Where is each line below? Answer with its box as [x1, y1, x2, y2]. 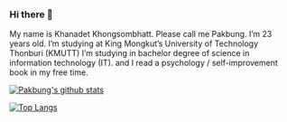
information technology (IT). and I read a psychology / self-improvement [9, 58, 278, 69]
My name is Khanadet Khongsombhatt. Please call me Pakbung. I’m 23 [9, 29, 273, 40]
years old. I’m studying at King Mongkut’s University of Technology [9, 38, 259, 49]
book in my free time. [9, 67, 88, 78]
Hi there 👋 [9, 8, 54, 21]
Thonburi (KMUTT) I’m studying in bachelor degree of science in [9, 48, 250, 59]
